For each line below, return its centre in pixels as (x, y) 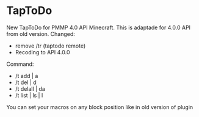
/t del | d (26, 82)
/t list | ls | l (29, 95)
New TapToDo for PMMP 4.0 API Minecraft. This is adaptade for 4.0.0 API (99, 27)
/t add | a (27, 76)
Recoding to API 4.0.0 (42, 52)
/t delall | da (30, 88)
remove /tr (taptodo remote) (50, 46)
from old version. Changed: (41, 34)
